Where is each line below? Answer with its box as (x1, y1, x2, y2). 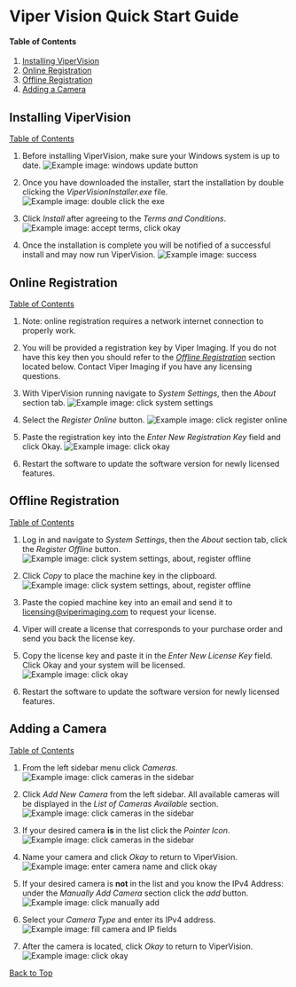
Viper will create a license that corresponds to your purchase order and (21, 623, 284, 634)
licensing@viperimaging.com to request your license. (21, 606, 217, 617)
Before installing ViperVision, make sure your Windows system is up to (21, 151, 281, 162)
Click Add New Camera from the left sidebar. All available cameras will (21, 788, 280, 800)
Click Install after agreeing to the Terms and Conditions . (21, 213, 227, 224)
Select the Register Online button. (21, 415, 145, 425)
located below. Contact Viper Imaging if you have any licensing (21, 361, 253, 372)
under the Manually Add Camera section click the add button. (21, 888, 249, 898)
